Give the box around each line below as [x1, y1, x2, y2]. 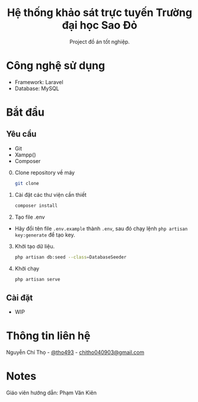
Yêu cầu [6, 129, 37, 139]
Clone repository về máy [14, 169, 75, 176]
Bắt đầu [6, 106, 45, 119]
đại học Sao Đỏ [62, 18, 138, 32]
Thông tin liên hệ [6, 329, 91, 343]
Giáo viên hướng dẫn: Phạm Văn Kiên [6, 389, 97, 397]
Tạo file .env [14, 213, 46, 221]
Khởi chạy [14, 264, 40, 272]
